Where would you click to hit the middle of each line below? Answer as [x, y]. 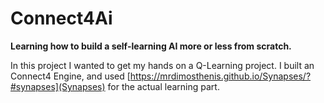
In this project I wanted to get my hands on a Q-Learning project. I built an [162, 65]
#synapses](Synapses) [58, 86]
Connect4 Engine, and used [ [70, 76]
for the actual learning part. [163, 86]
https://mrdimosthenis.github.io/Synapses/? [220, 76]
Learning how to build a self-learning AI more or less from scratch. [151, 46]
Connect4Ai [61, 18]
